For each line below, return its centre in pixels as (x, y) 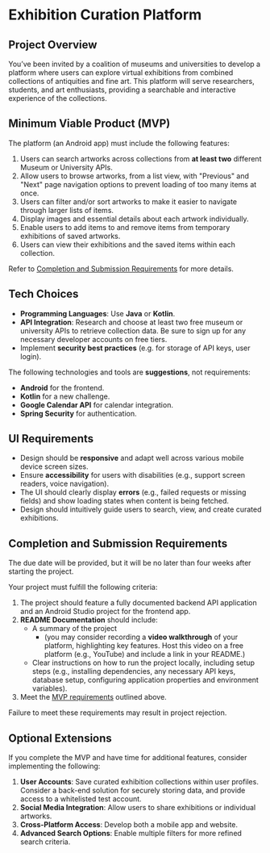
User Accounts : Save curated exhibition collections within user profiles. (139, 782)
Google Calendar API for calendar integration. (96, 404)
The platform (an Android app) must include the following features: (119, 143)
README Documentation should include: (89, 620)
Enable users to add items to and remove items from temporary (125, 227)
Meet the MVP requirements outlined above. (93, 697)
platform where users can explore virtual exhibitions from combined (121, 73)
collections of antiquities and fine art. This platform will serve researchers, (132, 81)
